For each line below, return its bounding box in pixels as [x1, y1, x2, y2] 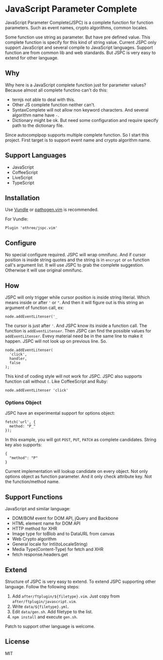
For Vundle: [5, 216, 28, 222]
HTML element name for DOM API [12, 521, 81, 526]
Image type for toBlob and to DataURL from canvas [12, 531, 115, 537]
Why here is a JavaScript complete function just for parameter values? [5, 82, 146, 88]
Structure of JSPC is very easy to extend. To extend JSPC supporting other [5, 579, 156, 584]
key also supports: [5, 442, 42, 448]
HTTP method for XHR [12, 525, 57, 532]
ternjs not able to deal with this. [12, 97, 75, 102]
